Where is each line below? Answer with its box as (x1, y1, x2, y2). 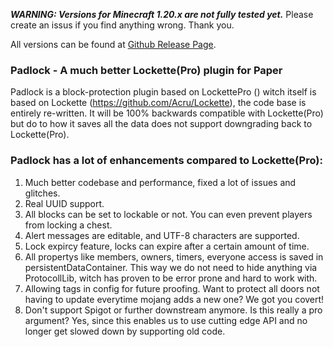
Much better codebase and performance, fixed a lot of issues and (24, 176, 297, 188)
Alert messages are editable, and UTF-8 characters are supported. (24, 229, 300, 241)
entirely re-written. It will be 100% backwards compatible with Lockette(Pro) (10, 107, 324, 119)
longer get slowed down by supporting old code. (24, 325, 226, 337)
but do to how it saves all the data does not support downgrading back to (10, 118, 313, 130)
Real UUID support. (24, 197, 105, 209)
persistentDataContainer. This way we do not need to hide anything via (24, 261, 318, 273)
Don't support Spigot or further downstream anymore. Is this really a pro (24, 304, 323, 316)
